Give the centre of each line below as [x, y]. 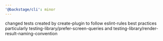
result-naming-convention [31, 33]
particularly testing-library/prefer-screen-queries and [59, 28]
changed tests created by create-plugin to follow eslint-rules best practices [81, 23]
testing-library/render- [136, 28]
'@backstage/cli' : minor [30, 9]
